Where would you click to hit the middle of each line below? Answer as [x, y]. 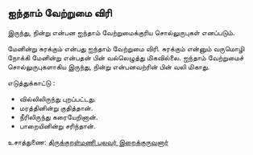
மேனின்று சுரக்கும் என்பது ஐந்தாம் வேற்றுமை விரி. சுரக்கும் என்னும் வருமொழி [126, 48]
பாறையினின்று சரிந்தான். [57, 126]
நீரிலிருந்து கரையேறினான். [58, 116]
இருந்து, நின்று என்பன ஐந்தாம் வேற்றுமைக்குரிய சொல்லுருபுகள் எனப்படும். [121, 32]
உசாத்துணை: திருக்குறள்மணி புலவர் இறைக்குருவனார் [88, 142]
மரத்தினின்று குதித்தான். [56, 108]
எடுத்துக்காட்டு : [31, 83]
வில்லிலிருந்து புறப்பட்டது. [58, 99]
